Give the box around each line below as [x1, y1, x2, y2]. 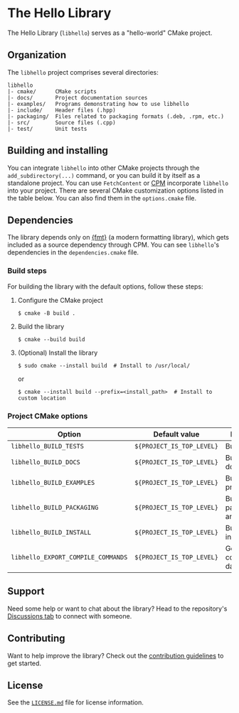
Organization [7, 49, 66, 61]
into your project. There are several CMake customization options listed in [7, 186, 224, 195]
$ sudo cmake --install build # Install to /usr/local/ [17, 362, 191, 369]
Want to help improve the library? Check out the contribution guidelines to [7, 651, 224, 660]
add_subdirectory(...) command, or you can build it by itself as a [7, 171, 201, 179]
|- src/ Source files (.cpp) [7, 119, 116, 126]
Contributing [7, 633, 65, 645]
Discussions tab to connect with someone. [7, 611, 132, 620]
